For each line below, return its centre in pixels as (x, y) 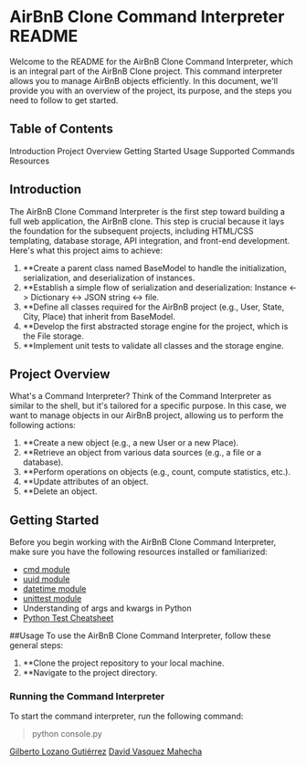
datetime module (54, 589)
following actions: (42, 425)
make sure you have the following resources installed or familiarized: (138, 552)
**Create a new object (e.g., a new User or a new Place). (131, 443)
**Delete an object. (60, 491)
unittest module (52, 599)
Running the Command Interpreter (87, 697)
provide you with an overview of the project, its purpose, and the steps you (151, 90)
